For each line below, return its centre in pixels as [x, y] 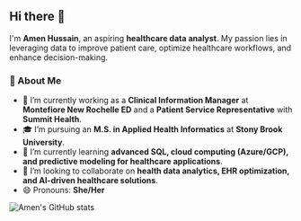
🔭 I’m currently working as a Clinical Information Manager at [135, 101]
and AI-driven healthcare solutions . [90, 181]
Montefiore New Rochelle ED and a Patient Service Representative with [157, 110]
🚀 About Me [35, 80]
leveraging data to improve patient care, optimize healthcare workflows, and [150, 48]
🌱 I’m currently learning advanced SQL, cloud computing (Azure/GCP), [155, 152]
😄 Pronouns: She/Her [63, 190]
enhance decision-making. [59, 57]
